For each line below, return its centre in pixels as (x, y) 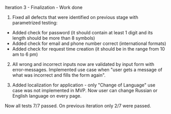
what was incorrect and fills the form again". (59, 75)
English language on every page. (47, 96)
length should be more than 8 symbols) (54, 38)
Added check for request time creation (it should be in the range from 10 (88, 49)
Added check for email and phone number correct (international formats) (89, 43)
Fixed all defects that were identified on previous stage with (75, 17)
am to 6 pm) (25, 54)
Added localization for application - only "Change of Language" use (84, 85)
